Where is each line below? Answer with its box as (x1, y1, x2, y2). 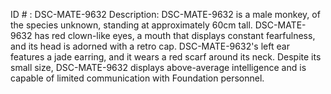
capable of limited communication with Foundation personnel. (10, 72, 265, 84)
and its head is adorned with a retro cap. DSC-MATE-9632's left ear (10, 40, 290, 52)
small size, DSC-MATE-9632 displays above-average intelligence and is (10, 62, 307, 73)
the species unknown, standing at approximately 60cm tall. (10, 19, 253, 31)
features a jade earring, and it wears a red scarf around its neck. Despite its (10, 51, 322, 63)
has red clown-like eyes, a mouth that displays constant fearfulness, (34, 30, 316, 41)
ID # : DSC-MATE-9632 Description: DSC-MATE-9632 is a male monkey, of (10, 9, 321, 20)
